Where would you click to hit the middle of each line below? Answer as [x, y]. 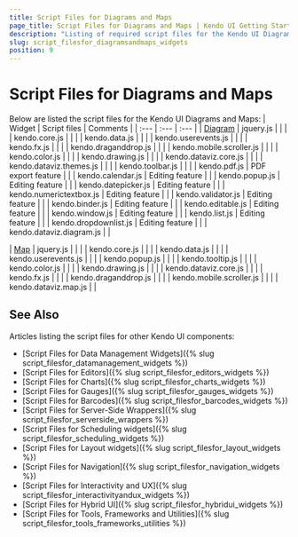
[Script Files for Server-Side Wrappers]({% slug [109, 410]
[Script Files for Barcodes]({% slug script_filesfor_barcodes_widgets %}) [155, 400]
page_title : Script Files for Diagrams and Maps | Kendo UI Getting [138, 26]
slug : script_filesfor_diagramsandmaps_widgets [99, 42]
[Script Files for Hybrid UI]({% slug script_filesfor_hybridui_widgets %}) [153, 504]
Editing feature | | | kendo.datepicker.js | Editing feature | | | [117, 185]
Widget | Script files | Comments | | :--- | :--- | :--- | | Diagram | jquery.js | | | [148, 129]
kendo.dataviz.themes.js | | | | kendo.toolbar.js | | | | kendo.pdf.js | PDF [138, 166]
